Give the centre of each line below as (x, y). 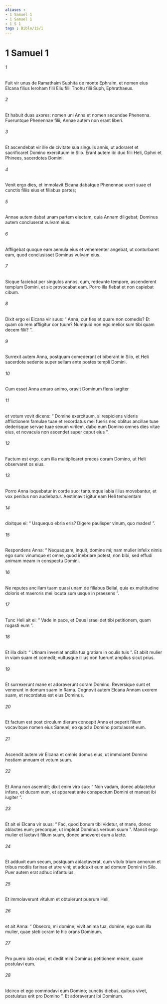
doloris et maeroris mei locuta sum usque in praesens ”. (62, 593)
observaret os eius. (25, 464)
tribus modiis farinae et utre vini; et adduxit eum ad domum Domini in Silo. (81, 867)
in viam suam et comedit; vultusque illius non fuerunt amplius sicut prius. (80, 657)
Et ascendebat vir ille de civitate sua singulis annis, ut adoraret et (72, 147)
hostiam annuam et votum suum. (39, 759)
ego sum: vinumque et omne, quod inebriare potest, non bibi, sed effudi (79, 555)
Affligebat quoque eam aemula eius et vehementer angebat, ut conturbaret (82, 249)
